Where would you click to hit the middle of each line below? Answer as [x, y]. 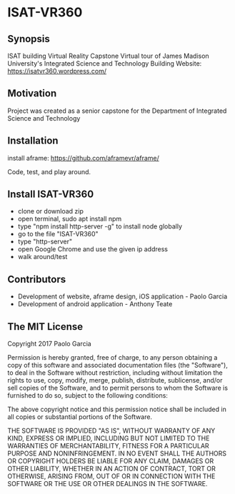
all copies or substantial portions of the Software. [80, 417]
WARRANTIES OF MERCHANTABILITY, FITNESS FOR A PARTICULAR [108, 446]
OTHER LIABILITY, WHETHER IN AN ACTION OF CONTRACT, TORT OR [111, 469]
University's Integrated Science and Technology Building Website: [105, 64]
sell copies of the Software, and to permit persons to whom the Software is [118, 388]
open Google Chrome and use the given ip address [92, 249]
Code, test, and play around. [49, 171]
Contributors [37, 279]
